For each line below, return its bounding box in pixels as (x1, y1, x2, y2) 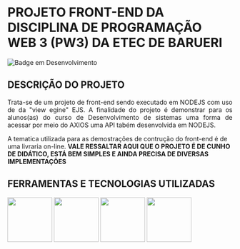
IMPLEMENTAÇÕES (7, 157, 66, 166)
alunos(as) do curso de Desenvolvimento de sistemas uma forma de (7, 113, 233, 121)
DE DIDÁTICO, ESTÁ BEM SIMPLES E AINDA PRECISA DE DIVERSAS (7, 149, 209, 158)
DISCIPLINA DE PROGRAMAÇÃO (7, 19, 202, 36)
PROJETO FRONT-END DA (7, 4, 164, 21)
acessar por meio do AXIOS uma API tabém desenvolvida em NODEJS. (7, 121, 216, 129)
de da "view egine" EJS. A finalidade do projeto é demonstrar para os (7, 105, 233, 114)
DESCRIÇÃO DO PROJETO (7, 79, 125, 91)
